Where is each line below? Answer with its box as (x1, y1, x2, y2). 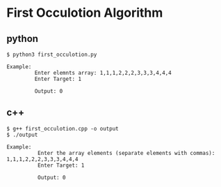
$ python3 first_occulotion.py (6, 51, 97, 58)
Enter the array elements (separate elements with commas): (37, 149, 215, 156)
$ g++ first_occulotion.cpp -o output (6, 125, 119, 132)
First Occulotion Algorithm (6, 5, 163, 21)
